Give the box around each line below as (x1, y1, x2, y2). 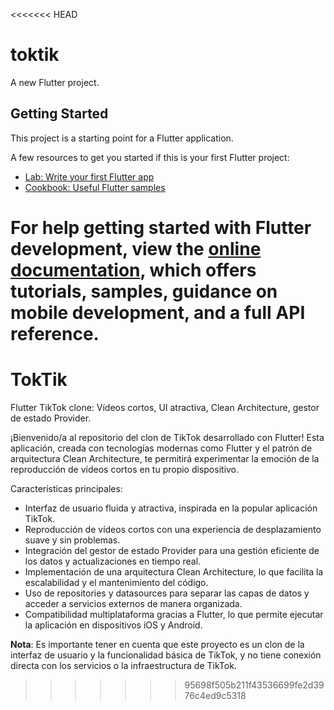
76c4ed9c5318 (184, 689, 247, 701)
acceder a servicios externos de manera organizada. (24, 597, 243, 609)
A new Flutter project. (10, 76, 100, 88)
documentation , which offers (10, 259, 257, 281)
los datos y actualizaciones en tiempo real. (24, 555, 202, 567)
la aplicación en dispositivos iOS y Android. (24, 619, 203, 631)
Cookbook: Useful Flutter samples (24, 181, 166, 193)
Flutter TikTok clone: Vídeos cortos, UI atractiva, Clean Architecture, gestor (10, 401, 320, 413)
